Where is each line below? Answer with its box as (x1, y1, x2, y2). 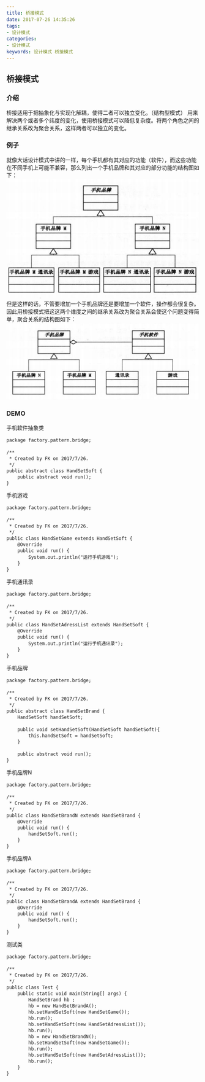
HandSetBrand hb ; (28, 997, 75, 1003)
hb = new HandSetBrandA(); (28, 1003, 97, 1009)
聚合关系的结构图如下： (17, 315, 76, 322)
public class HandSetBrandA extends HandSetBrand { (6, 898, 141, 905)
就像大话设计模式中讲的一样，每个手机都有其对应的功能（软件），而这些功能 (6, 156, 197, 163)
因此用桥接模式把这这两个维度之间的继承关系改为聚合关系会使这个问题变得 (6, 308, 194, 315)
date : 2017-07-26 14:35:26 (6, 16, 75, 23)
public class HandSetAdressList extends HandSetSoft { (6, 621, 149, 628)
